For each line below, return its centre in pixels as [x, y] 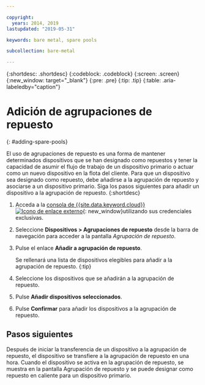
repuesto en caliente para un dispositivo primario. [69, 375]
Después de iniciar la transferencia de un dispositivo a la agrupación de [96, 349]
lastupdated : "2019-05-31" [41, 29]
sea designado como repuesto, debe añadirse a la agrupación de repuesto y [102, 180]
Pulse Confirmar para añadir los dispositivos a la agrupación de [95, 309]
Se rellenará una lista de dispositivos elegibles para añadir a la [94, 260]
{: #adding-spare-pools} [37, 142]
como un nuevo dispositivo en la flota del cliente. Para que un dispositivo [99, 173]
